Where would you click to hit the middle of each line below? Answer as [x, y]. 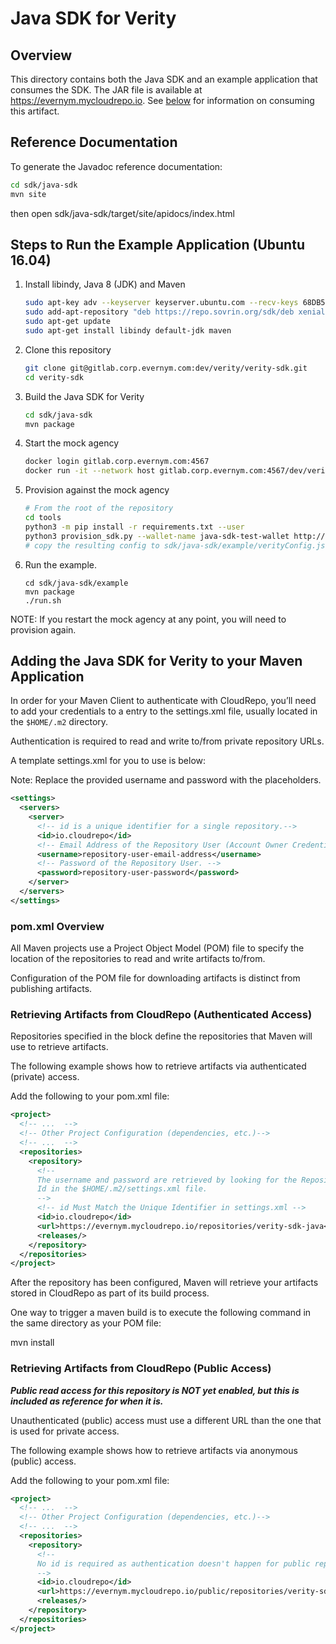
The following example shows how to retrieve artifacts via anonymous [154, 1450]
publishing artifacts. [51, 989]
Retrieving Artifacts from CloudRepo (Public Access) [141, 1369]
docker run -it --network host [90, 471]
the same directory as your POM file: [86, 1323]
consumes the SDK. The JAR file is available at [106, 90]
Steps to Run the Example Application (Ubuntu [157, 244]
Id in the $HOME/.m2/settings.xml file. [122, 1189]
